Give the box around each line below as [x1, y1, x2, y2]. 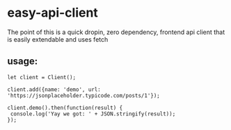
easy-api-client [7, 5, 99, 21]
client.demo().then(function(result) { [7, 104, 123, 111]
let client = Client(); [7, 74, 77, 81]
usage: [7, 56, 38, 67]
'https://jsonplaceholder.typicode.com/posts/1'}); [7, 92, 160, 99]
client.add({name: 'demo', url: [7, 86, 101, 93]
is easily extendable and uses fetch [7, 35, 109, 43]
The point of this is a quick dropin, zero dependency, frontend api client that [7, 28, 225, 36]
